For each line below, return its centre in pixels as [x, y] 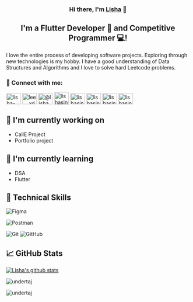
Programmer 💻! [98, 38]
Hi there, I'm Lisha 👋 [98, 9]
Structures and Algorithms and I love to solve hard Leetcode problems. [91, 67]
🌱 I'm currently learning [50, 159]
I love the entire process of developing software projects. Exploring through [97, 55]
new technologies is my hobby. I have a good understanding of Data [88, 61]
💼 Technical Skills [39, 198]
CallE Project [30, 134]
